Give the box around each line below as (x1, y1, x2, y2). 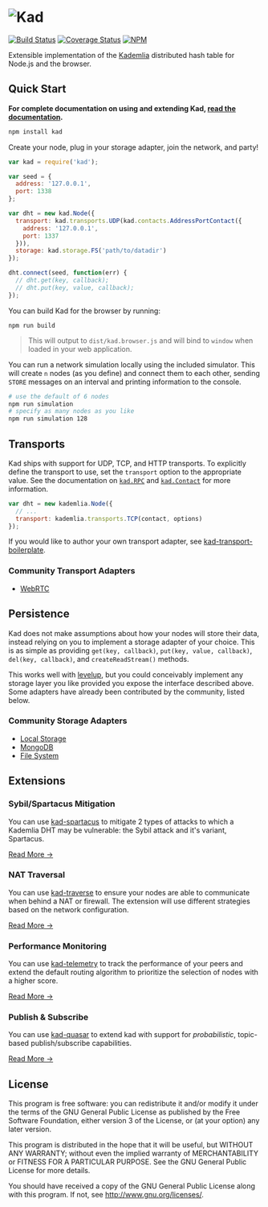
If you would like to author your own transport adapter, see (8, 536, 202, 547)
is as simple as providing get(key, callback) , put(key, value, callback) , (8, 645, 253, 655)
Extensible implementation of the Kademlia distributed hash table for (8, 50, 235, 60)
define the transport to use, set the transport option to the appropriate (8, 467, 242, 477)
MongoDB (19, 742, 54, 752)
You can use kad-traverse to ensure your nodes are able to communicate (8, 887, 250, 897)
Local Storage (19, 734, 67, 743)
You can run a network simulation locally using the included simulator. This (8, 359, 255, 370)
